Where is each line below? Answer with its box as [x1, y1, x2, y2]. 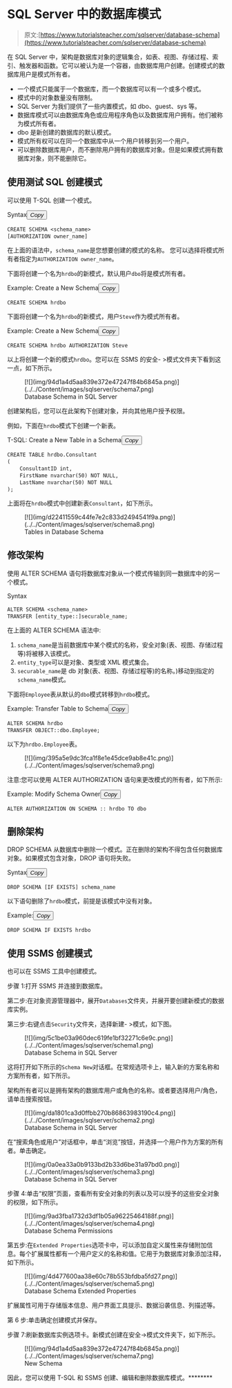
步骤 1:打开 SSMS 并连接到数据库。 [7, 982, 107, 990]
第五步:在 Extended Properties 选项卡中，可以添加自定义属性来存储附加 [7, 1241, 207, 1249]
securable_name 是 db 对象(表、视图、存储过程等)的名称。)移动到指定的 [17, 666, 215, 675]
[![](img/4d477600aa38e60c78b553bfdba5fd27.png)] [24, 1272, 178, 1281]
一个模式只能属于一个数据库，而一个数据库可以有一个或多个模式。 [17, 85, 205, 93]
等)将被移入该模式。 [17, 649, 75, 657]
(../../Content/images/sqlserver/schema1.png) [24, 1041, 154, 1050]
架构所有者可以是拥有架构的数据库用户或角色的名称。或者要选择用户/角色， [7, 1086, 222, 1095]
